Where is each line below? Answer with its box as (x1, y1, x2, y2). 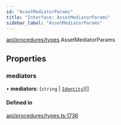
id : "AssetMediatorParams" (6, 8, 73, 15)
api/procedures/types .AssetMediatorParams (6, 36, 116, 44)
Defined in (6, 99, 33, 106)
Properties (6, 53, 46, 63)
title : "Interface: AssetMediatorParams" (6, 14, 111, 20)
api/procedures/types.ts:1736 (6, 112, 79, 120)
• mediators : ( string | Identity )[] (6, 85, 89, 93)
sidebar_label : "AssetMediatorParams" (6, 20, 103, 26)
